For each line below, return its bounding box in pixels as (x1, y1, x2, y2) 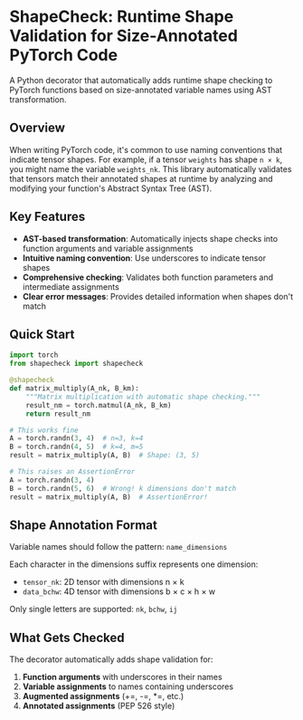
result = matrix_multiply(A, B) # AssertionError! (9, 492, 208, 502)
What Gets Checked (9, 629, 125, 645)
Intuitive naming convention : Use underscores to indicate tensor (22, 252, 267, 264)
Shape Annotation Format (9, 517, 158, 533)
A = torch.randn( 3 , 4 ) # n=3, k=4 (9, 434, 144, 443)
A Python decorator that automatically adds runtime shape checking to (9, 74, 273, 85)
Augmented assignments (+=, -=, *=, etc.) (22, 691, 185, 702)
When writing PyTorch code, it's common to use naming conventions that (9, 144, 283, 155)
